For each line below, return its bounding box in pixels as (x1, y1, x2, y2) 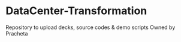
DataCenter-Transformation (5, 4, 147, 18)
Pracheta (5, 30, 28, 37)
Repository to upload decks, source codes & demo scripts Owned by (5, 24, 176, 31)
